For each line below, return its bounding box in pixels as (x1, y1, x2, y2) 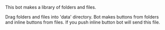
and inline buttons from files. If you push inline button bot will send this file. (5, 19, 160, 25)
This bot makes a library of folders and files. (5, 4, 96, 10)
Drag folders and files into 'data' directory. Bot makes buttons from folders (5, 14, 159, 19)
